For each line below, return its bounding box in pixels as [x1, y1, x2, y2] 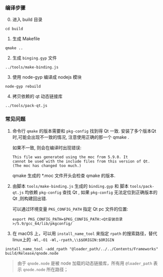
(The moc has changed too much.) [12, 163, 82, 168]
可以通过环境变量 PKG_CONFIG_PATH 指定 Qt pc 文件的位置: [12, 206, 128, 212]
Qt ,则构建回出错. [12, 195, 48, 201]
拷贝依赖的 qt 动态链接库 [12, 93, 63, 100]
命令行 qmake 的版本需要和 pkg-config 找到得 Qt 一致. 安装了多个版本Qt [12, 128, 157, 134]
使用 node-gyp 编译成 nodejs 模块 [12, 74, 82, 80]
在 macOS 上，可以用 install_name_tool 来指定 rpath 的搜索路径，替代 [12, 230, 158, 236]
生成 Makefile [12, 36, 40, 42]
